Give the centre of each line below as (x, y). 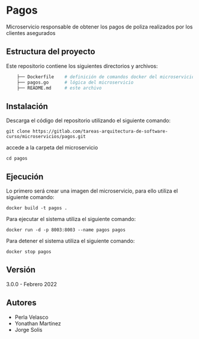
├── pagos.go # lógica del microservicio (75, 82)
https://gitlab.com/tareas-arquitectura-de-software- (100, 132)
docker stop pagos (29, 252)
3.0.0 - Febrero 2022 (32, 284)
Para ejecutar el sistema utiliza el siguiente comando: (71, 219)
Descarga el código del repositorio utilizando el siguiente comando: (88, 121)
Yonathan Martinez (38, 323)
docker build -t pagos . (37, 208)
